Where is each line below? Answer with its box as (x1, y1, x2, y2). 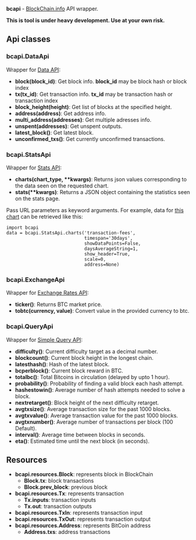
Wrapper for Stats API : (6, 164, 62, 171)
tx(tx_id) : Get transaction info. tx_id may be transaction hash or (14, 90, 173, 98)
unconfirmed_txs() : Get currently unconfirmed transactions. (14, 135, 165, 142)
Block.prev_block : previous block (23, 483, 108, 491)
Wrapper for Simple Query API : (6, 336, 83, 343)
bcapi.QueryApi (6, 322, 54, 331)
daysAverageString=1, (84, 245, 138, 252)
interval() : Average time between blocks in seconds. (14, 431, 145, 438)
